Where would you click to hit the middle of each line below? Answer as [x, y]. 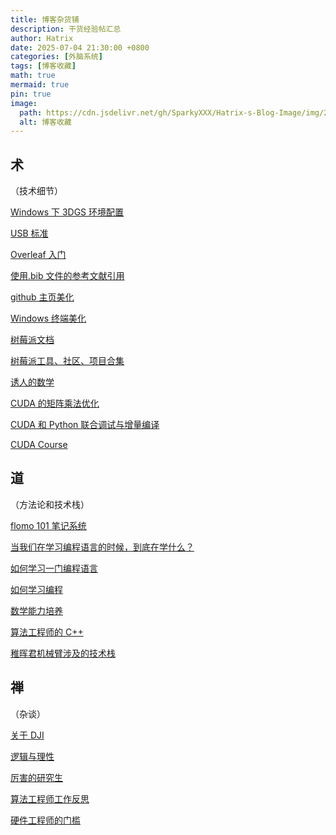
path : [31, 112]
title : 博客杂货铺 [45, 19]
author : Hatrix [42, 38]
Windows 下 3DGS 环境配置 [67, 212]
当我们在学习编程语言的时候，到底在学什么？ [102, 547]
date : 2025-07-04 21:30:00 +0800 [80, 47]
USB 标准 [29, 233]
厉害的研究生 [36, 777]
